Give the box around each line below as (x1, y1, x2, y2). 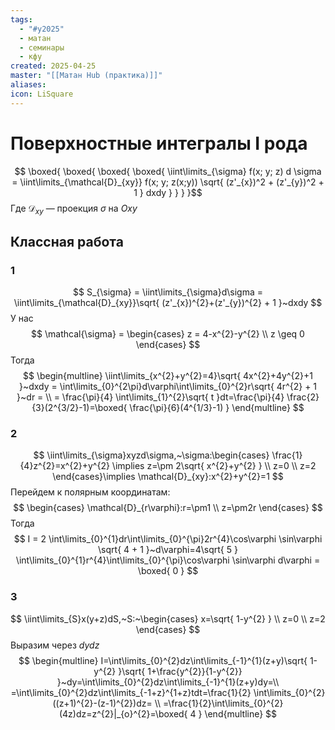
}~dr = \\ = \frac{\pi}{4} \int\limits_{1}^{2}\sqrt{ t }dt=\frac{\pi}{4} (16, 391, 285, 403)
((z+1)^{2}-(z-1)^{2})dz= (52, 697, 153, 709)
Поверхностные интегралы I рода (10, 132, 308, 155)
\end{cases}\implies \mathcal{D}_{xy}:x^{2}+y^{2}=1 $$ (52, 471, 284, 483)
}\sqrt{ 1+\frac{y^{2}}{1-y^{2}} (118, 665, 243, 677)
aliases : (10, 80, 47, 90)
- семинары (19, 42, 65, 53)
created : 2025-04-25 (10, 61, 97, 71)
